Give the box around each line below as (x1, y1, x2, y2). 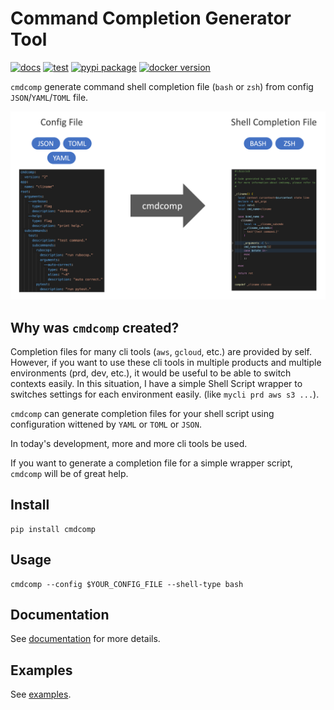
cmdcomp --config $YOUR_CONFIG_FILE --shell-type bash (10, 579, 244, 589)
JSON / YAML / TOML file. (10, 91, 89, 103)
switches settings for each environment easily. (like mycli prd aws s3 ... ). (10, 388, 320, 400)
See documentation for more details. (10, 633, 161, 645)
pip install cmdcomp (10, 524, 97, 534)
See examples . (10, 688, 72, 701)
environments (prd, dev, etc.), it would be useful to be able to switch (10, 367, 292, 379)
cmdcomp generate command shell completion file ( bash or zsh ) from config (10, 80, 314, 92)
